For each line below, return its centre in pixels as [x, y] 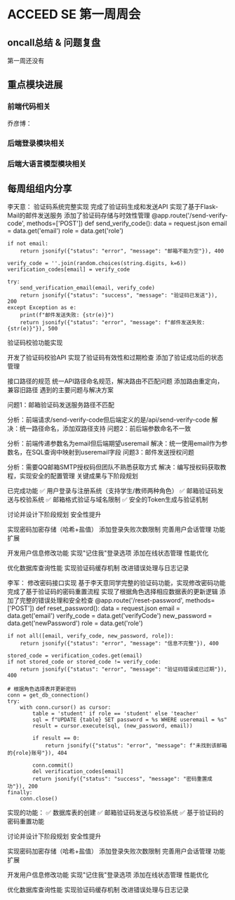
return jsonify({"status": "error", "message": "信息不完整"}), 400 [119, 644]
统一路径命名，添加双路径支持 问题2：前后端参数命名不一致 [105, 429]
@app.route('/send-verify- [190, 215]
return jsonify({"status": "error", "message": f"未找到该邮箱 [136, 746]
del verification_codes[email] [78, 772]
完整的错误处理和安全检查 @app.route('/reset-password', [102, 600]
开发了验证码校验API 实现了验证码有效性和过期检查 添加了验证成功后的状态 [115, 358]
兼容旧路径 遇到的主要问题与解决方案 [60, 390]
